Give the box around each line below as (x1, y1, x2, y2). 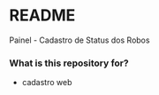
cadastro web (21, 77, 72, 88)
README (9, 5, 76, 26)
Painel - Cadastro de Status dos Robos (9, 35, 150, 45)
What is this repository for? (9, 57, 130, 69)
